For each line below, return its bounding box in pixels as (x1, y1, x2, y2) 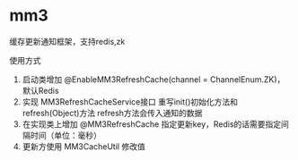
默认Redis (22, 85, 60, 96)
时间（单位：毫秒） (30, 130, 101, 140)
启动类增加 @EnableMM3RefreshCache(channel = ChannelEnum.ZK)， (22, 73, 285, 85)
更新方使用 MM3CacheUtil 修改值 (22, 140, 145, 152)
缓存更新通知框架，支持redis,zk (9, 36, 126, 46)
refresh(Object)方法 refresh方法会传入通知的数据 (22, 107, 203, 118)
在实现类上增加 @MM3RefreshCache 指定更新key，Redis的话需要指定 (22, 118, 282, 130)
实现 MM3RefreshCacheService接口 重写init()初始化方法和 (22, 96, 239, 107)
